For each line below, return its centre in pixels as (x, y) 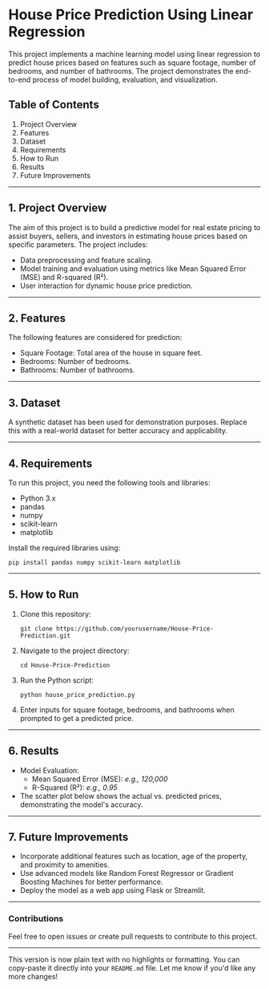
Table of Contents (54, 105)
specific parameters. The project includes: (78, 244)
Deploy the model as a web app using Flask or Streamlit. (112, 890)
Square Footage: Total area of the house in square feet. (111, 353)
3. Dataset (34, 403)
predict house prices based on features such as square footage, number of (132, 63)
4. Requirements (50, 463)
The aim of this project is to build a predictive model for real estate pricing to (134, 227)
